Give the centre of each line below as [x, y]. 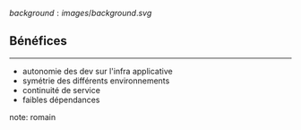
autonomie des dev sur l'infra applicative [97, 71]
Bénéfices [38, 41]
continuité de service [61, 90]
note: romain [33, 117]
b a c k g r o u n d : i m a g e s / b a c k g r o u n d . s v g [81, 13]
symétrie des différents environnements [96, 81]
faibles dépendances [61, 100]
